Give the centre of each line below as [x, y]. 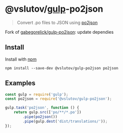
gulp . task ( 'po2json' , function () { [42, 108]
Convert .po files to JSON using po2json [57, 22]
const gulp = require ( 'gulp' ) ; [37, 94]
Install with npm [21, 59]
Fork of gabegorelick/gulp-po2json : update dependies [59, 32]
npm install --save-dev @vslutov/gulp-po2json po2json [62, 68]
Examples [20, 83]
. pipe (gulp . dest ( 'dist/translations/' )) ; [65, 121]
